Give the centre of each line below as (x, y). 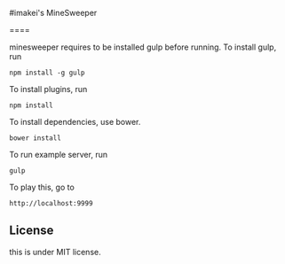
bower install (36, 138)
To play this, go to (42, 187)
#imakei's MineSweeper (53, 13)
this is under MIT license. (55, 252)
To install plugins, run (48, 89)
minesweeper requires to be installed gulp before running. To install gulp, (143, 47)
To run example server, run (59, 155)
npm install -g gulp (47, 73)
